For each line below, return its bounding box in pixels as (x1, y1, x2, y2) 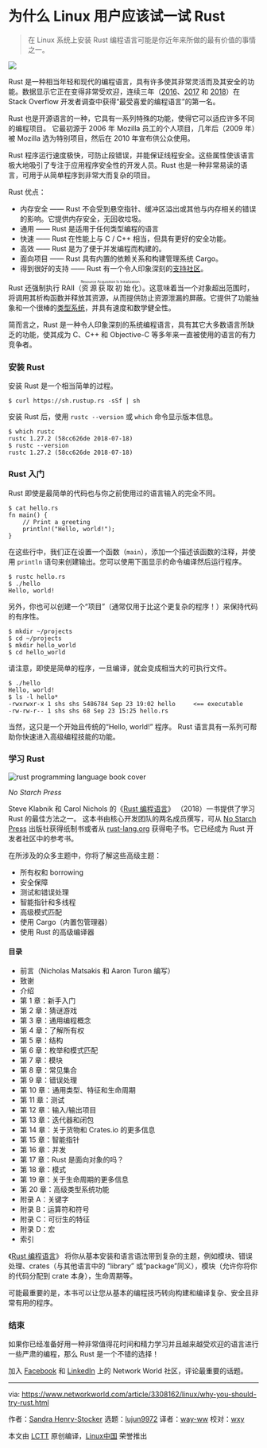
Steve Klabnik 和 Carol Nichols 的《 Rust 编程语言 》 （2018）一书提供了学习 (8, 804, 256, 813)
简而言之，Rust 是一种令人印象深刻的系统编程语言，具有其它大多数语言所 (8, 320, 248, 329)
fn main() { (8, 510, 48, 519)
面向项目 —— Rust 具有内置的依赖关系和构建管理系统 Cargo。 (19, 254, 222, 263)
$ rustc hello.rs (8, 573, 66, 580)
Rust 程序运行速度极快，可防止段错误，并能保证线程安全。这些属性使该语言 (8, 150, 255, 160)
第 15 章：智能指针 (19, 1135, 80, 1145)
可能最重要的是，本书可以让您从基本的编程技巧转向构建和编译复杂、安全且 (8, 1288, 252, 1298)
